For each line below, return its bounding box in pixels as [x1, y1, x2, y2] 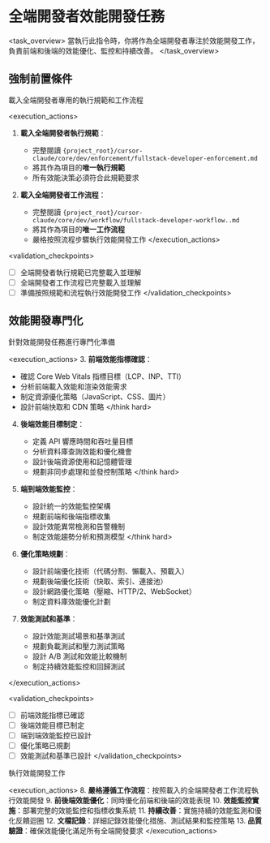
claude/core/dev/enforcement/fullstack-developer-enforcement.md [32, 154, 258, 162]
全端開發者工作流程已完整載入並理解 [19, 277, 142, 287]
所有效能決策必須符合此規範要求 [32, 172, 139, 183]
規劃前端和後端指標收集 [32, 511, 111, 521]
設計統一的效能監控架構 [32, 501, 111, 511]
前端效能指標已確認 [19, 710, 85, 720]
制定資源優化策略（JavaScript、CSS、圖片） [19, 391, 170, 402]
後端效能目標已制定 [19, 720, 85, 730]
